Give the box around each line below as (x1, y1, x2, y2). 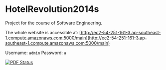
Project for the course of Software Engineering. (5, 20, 102, 26)
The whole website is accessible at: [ (5, 29, 81, 35)
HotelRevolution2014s (5, 3, 99, 15)
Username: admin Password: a (5, 50, 66, 56)
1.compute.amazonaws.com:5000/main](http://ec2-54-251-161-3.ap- (5, 35, 147, 41)
